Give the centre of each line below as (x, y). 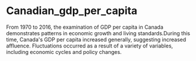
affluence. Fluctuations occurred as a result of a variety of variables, (90, 46)
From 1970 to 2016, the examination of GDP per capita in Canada (85, 27)
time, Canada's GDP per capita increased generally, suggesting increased (96, 39)
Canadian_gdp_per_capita (72, 11)
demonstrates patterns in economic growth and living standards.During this (98, 33)
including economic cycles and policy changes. (64, 52)
